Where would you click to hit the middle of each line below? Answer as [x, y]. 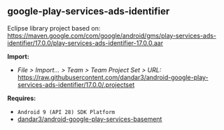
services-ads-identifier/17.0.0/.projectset [76, 84]
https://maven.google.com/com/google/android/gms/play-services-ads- [112, 35]
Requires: [22, 98]
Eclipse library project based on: [54, 28]
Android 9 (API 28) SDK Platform [66, 112]
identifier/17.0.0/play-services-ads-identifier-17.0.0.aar [85, 43]
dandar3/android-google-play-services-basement [90, 119]
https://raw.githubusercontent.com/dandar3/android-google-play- [113, 77]
